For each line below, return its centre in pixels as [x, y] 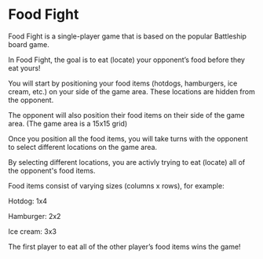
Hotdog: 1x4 [28, 201]
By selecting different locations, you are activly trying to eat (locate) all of [127, 162]
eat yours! [24, 67]
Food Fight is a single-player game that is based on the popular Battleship [128, 36]
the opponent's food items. [52, 170]
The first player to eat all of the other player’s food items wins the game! [124, 246]
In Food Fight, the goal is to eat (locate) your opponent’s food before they [127, 60]
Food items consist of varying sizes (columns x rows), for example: [117, 185]
